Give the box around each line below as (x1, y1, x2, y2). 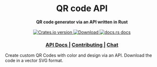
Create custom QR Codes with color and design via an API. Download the (5, 52, 152, 58)
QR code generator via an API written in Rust (36, 19, 128, 25)
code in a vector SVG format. (5, 58, 63, 64)
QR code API (56, 3, 108, 14)
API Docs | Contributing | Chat (45, 41, 118, 48)
